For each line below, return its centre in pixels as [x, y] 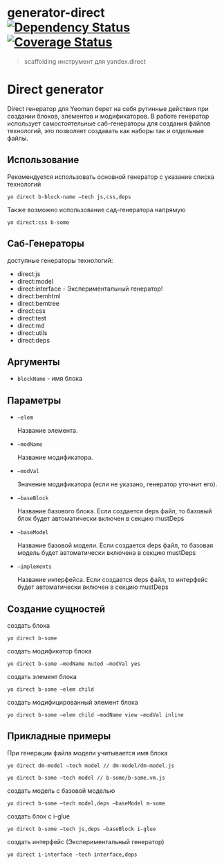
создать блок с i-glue [39, 816]
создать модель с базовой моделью [61, 790]
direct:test [32, 318]
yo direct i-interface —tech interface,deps [72, 855]
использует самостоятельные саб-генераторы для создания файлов [109, 123]
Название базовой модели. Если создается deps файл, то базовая [115, 545]
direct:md [31, 325]
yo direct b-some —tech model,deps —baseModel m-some [86, 803]
